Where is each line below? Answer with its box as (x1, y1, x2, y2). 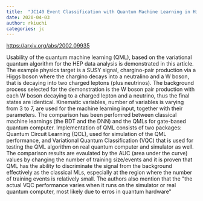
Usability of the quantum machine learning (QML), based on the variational (6, 54, 192, 61)
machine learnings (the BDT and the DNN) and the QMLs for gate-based (6, 118, 186, 125)
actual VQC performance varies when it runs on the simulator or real (6, 182, 176, 189)
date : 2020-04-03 (6, 14, 50, 20)
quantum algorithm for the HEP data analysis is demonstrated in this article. (6, 60, 195, 67)
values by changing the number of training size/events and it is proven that (6, 156, 193, 163)
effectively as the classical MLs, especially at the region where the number (6, 169, 192, 176)
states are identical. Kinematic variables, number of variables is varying (6, 99, 184, 106)
